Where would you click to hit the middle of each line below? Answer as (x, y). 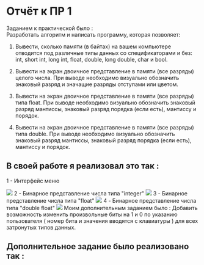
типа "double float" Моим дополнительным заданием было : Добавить (102, 208)
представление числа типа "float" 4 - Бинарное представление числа (101, 200)
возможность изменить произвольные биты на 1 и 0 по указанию (92, 214)
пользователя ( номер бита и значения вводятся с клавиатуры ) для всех (102, 220)
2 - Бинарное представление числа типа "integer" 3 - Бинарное (101, 193)
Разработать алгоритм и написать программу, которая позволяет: (93, 34)
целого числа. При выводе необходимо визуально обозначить (97, 78)
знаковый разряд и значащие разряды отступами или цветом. (97, 84)
